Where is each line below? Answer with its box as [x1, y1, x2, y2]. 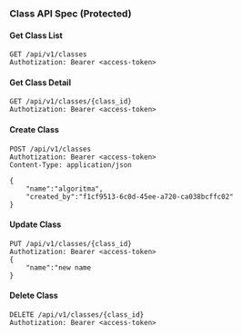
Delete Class [9, 290, 59, 301]
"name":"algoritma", [25, 184, 104, 193]
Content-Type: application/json [9, 160, 132, 170]
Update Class [9, 219, 62, 230]
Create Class [9, 123, 59, 134]
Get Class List [9, 30, 64, 41]
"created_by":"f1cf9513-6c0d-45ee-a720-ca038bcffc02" [25, 192, 234, 202]
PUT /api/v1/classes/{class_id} [9, 239, 132, 248]
